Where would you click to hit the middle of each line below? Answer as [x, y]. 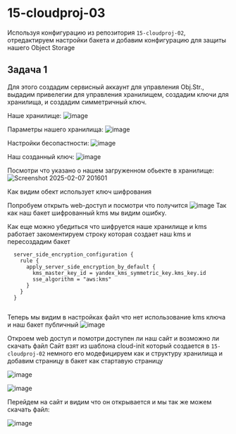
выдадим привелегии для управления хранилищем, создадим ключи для [118, 94]
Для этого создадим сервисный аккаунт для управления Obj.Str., [106, 87]
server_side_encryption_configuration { [74, 254]
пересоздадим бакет [39, 241]
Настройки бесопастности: [48, 143]
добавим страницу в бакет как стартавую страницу [85, 360]
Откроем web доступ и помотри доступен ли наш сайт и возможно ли [113, 338]
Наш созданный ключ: [41, 156]
